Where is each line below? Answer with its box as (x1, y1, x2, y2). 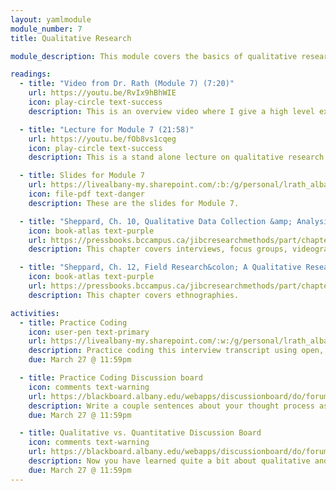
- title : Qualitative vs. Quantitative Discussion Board (19, 428, 262, 438)
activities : (10, 308, 60, 318)
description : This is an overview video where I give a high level (28, 106, 315, 116)
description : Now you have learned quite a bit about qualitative (28, 456, 311, 466)
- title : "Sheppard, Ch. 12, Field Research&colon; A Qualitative (19, 262, 302, 273)
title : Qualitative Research (10, 33, 132, 43)
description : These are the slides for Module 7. (28, 198, 240, 208)
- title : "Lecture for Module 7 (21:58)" (19, 124, 195, 135)
